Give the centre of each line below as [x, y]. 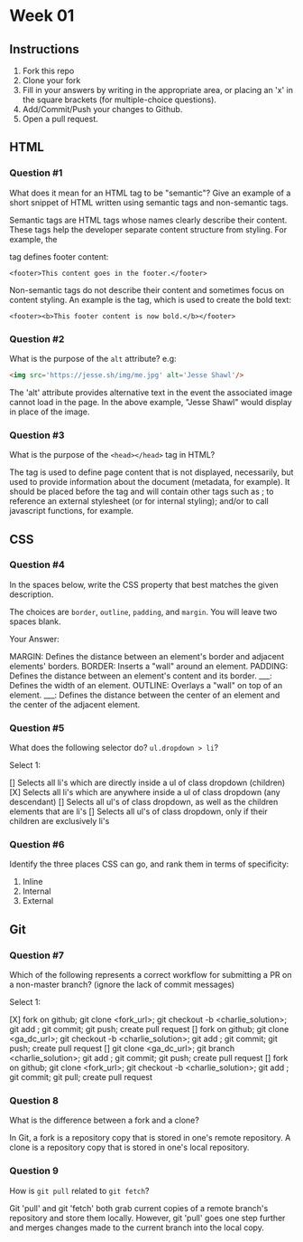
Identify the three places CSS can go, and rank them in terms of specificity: [149, 864]
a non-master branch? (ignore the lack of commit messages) [122, 985]
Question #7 [37, 955]
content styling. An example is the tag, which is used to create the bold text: [150, 299]
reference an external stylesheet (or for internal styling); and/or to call [139, 501]
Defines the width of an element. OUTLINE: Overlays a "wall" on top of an [146, 685]
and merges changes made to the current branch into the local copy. [137, 1228]
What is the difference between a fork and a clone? [105, 1120]
